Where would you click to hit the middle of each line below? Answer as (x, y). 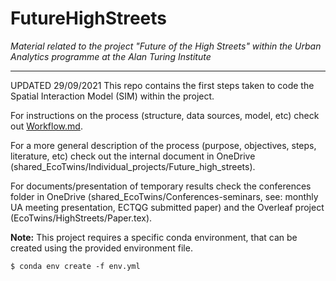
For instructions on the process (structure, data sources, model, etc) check (165, 115)
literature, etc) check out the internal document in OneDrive (133, 156)
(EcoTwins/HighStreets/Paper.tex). (81, 218)
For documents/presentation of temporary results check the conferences (161, 186)
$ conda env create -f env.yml (75, 266)
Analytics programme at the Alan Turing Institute (111, 56)
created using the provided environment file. (101, 248)
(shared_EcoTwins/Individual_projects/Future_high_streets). (133, 166)
